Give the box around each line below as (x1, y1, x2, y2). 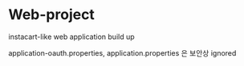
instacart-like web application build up (8, 32, 135, 41)
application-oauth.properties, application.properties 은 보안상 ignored (8, 48, 237, 57)
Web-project (8, 6, 95, 24)
